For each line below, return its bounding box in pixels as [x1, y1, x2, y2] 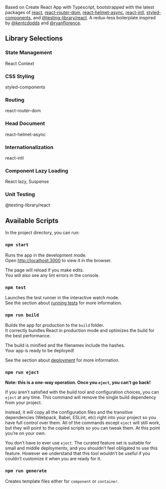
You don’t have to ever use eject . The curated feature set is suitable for [5, 440, 151, 446]
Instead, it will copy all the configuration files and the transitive [5, 409, 133, 415]
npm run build [5, 312, 39, 318]
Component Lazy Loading [5, 167, 68, 174]
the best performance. [5, 333, 51, 339]
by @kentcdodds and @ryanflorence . [5, 20, 82, 26]
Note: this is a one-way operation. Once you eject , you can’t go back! [5, 380, 151, 385]
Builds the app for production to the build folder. [5, 322, 105, 328]
